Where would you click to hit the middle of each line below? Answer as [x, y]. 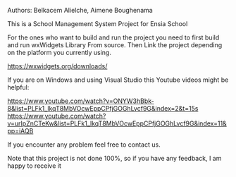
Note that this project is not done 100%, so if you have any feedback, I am [114, 158]
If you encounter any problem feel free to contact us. [84, 145]
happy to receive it [35, 166]
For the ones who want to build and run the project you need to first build [113, 37]
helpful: [18, 87]
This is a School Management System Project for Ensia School [98, 24]
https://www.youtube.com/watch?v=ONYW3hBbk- [81, 101]
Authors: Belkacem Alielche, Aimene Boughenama [80, 10]
